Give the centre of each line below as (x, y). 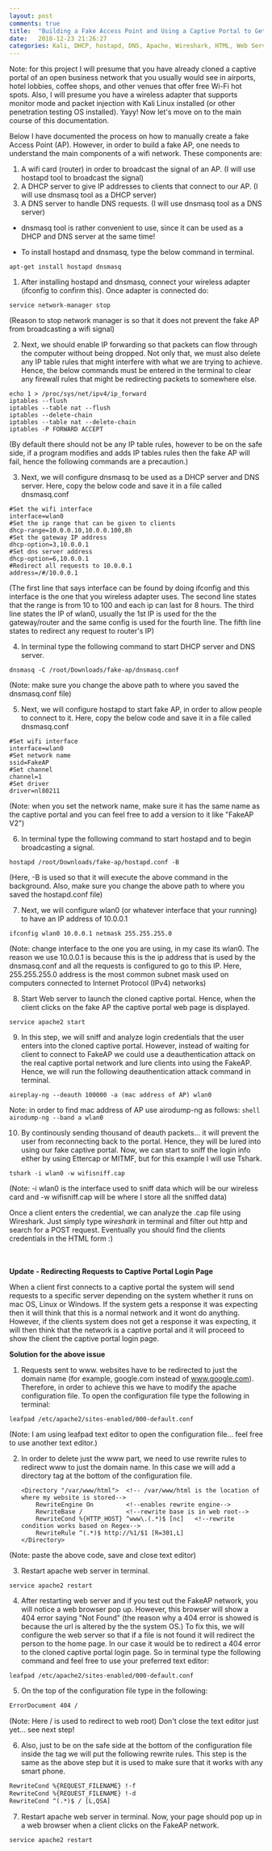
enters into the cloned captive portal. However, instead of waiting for (135, 1046)
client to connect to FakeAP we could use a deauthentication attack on (138, 1055)
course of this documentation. (59, 121)
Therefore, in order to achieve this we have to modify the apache (129, 1387)
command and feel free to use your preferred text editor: (115, 1661)
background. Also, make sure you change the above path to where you (127, 886)
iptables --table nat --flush (60, 408)
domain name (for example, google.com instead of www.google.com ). (137, 1379)
